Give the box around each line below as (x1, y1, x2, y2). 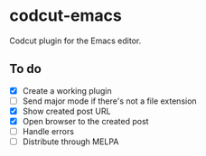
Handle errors (22, 126, 75, 136)
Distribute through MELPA (22, 136, 119, 147)
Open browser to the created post (22, 115, 149, 126)
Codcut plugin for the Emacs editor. (9, 35, 142, 46)
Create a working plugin (22, 85, 112, 96)
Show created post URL (22, 106, 111, 116)
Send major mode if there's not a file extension (22, 96, 197, 106)
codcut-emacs (9, 5, 122, 26)
